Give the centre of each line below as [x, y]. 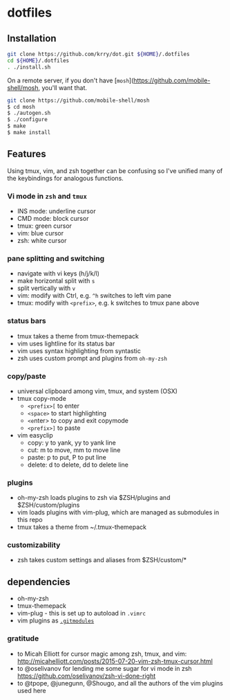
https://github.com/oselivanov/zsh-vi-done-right [86, 676]
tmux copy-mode [42, 398]
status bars [27, 321]
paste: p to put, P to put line [67, 457]
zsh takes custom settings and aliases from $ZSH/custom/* [102, 560]
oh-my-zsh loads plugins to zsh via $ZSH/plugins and [94, 498]
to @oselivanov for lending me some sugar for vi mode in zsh [104, 668]
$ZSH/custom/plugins [48, 505]
